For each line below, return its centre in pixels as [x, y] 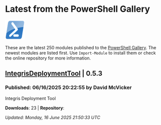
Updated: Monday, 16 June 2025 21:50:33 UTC [53, 117]
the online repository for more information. [48, 58]
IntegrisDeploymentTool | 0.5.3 [54, 74]
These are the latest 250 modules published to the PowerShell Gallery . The [81, 47]
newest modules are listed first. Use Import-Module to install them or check [80, 53]
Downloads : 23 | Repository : [35, 108]
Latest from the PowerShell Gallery [78, 9]
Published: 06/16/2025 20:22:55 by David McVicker [68, 88]
